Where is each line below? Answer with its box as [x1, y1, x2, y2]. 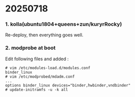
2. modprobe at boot [5, 44, 56, 51]
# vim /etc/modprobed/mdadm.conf [5, 74, 75, 79]
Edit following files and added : [5, 56, 69, 62]
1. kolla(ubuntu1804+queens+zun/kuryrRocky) [5, 21, 122, 28]
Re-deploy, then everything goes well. [5, 32, 83, 38]
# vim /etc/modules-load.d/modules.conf [5, 65, 91, 70]
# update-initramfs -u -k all [5, 87, 68, 92]
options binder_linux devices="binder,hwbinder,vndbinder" [5, 83, 131, 88]
